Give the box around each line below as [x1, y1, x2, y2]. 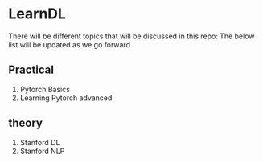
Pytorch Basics [19, 84, 71, 94]
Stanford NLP [19, 146, 65, 156]
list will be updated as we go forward [8, 39, 131, 49]
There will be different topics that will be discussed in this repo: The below [8, 31, 255, 41]
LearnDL [8, 5, 67, 23]
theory [8, 116, 43, 130]
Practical [8, 63, 55, 77]
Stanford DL [19, 137, 60, 147]
